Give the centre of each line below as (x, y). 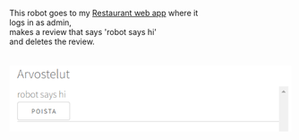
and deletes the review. (52, 41)
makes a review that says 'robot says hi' (83, 32)
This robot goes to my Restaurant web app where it (104, 13)
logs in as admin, (40, 22)
